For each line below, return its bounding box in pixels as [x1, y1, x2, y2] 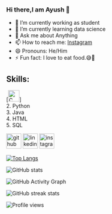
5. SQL [6, 122, 23, 129]
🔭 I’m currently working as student [14, 19, 100, 27]
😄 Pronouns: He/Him [14, 48, 68, 55]
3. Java [6, 109, 25, 116]
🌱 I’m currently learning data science [14, 25, 106, 33]
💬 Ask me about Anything [14, 32, 78, 39]
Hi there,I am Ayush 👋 [6, 5, 70, 14]
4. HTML [6, 115, 28, 122]
